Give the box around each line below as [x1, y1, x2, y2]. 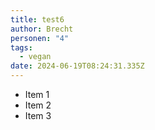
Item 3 [24, 110, 52, 121]
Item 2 [24, 99, 52, 111]
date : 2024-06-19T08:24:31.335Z [10, 61, 145, 71]
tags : [10, 42, 33, 53]
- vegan [19, 52, 52, 62]
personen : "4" [10, 33, 70, 43]
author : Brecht [10, 24, 74, 34]
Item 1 [24, 89, 50, 100]
